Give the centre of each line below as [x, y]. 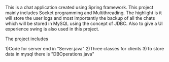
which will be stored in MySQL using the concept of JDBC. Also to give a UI [84, 23]
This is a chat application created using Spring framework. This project [79, 7]
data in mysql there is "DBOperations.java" [50, 54]
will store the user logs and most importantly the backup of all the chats [80, 18]
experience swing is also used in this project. [52, 29]
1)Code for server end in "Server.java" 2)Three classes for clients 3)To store [85, 49]
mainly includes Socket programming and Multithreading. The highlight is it [84, 13]
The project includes [27, 39]
